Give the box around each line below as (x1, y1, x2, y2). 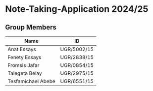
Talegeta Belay (7, 70, 42, 77)
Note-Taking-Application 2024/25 (5, 3, 149, 15)
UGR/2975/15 (60, 70, 94, 77)
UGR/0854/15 (60, 62, 94, 68)
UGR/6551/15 (60, 78, 94, 85)
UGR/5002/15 (60, 46, 94, 53)
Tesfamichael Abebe (7, 78, 55, 85)
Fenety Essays (7, 54, 42, 61)
